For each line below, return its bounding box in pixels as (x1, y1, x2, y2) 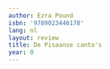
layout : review (8, 33, 59, 42)
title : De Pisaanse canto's (8, 41, 103, 49)
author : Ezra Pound (8, 11, 74, 20)
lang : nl (8, 26, 38, 34)
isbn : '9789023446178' (8, 19, 84, 27)
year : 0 (8, 48, 35, 56)
